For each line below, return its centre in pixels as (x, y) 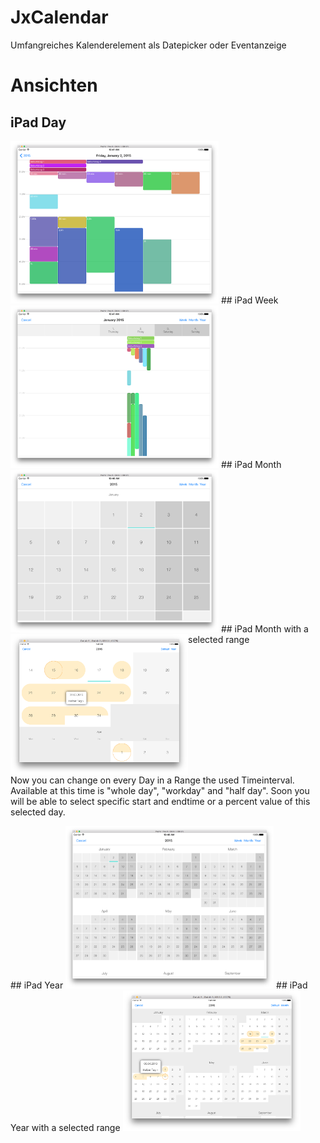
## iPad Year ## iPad (159, 985)
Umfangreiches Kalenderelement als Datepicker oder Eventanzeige (148, 45)
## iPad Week (249, 300)
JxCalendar (59, 17)
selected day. (38, 812)
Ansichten (54, 85)
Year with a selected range (65, 1127)
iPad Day (38, 122)
